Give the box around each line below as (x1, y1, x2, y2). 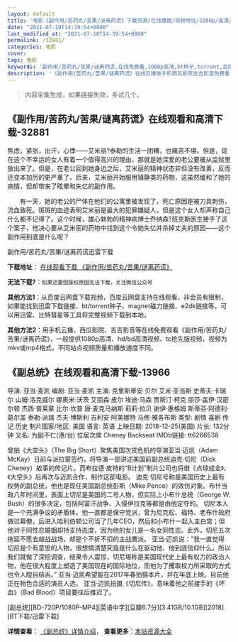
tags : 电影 (7, 57, 38, 64)
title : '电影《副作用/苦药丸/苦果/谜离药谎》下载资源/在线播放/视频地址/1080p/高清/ (7, 17, 232, 24)
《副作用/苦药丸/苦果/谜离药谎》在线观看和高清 (7, 113, 214, 125)
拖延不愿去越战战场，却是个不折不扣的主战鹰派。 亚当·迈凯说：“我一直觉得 (7, 535, 225, 543)
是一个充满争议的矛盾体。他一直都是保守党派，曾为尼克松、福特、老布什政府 (7, 508, 231, 517)
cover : (7, 50, 27, 58)
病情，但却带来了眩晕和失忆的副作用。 (7, 182, 119, 190)
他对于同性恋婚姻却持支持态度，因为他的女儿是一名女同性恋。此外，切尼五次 (7, 526, 231, 535)
